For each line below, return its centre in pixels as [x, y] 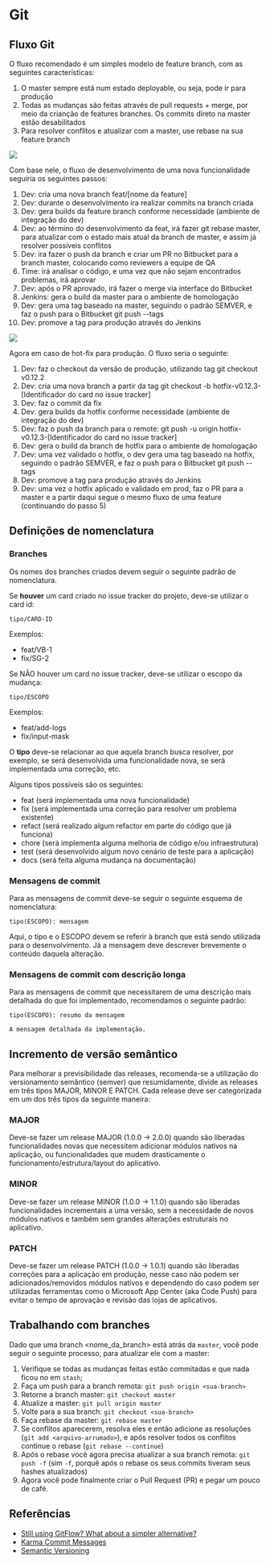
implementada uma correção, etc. [65, 769]
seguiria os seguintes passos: [58, 178]
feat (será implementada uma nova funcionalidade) [105, 800]
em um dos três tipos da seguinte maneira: [80, 1099]
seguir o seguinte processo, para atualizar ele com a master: [109, 1353]
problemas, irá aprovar [58, 280]
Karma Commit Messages [63, 1542]
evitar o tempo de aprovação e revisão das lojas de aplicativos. [113, 1300]
